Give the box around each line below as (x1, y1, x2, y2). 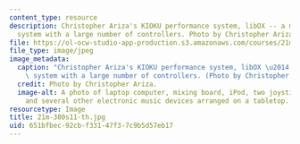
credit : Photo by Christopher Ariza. (17, 80, 158, 89)
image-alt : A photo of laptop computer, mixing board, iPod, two (17, 88, 266, 97)
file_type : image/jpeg (9, 47, 94, 55)
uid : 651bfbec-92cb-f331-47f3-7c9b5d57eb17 (9, 122, 174, 131)
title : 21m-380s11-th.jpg (9, 113, 105, 122)
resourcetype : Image (9, 105, 87, 114)
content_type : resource (9, 13, 98, 22)
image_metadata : (9, 55, 70, 64)
